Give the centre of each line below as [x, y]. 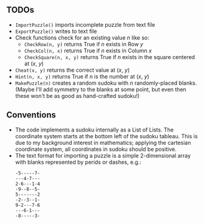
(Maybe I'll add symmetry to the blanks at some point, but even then [101, 89]
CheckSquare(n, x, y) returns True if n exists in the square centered [110, 57]
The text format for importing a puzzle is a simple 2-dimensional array [103, 155]
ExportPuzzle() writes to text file [56, 31]
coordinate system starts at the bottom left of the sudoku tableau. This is [106, 136]
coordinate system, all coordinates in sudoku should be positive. [96, 149]
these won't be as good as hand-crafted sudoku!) [77, 96]
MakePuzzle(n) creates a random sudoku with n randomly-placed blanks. [106, 83]
